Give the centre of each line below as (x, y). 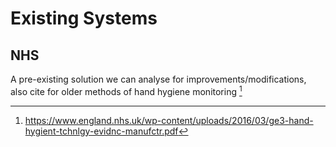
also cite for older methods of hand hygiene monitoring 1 (126, 90)
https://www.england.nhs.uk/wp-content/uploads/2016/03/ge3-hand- (169, 120)
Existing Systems (84, 18)
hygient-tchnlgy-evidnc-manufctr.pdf (101, 131)
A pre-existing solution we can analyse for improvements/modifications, (158, 79)
